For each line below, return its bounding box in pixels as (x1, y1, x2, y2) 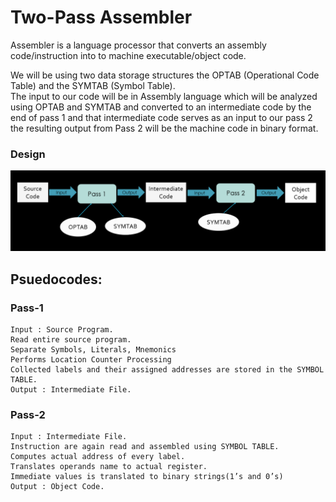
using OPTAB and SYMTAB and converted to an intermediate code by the (10, 101, 312, 113)
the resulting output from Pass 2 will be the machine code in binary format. (10, 122, 319, 134)
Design (10, 147, 46, 161)
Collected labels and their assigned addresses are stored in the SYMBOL (10, 364, 325, 375)
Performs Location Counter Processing (10, 354, 172, 365)
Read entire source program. (10, 334, 132, 345)
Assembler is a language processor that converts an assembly (10, 39, 267, 51)
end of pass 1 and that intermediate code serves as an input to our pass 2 (10, 111, 313, 123)
